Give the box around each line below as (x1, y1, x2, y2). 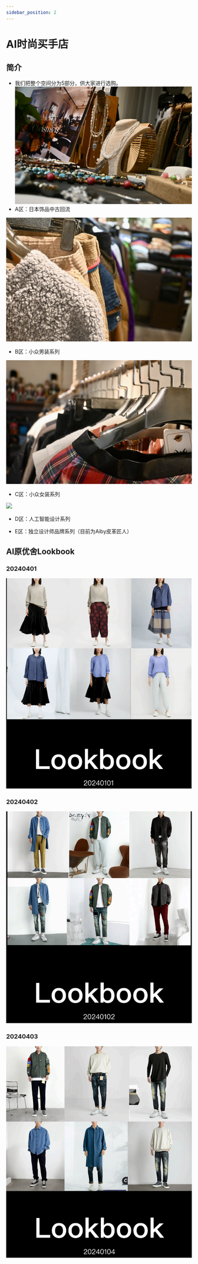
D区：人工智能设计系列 (14, 515, 71, 522)
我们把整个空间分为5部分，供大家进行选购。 (14, 80, 122, 87)
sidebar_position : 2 (6, 9, 57, 15)
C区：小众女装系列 (14, 490, 61, 497)
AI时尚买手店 (6, 37, 69, 51)
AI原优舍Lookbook (6, 547, 75, 557)
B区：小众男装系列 (14, 348, 60, 355)
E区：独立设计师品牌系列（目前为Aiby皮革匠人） (14, 527, 133, 534)
